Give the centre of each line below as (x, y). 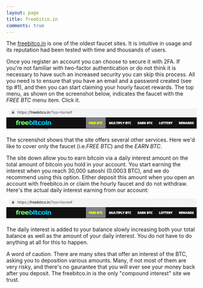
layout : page (23, 13)
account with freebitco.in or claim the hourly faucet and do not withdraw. (97, 183)
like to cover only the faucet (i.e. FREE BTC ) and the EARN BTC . (84, 146)
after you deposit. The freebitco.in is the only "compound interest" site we (98, 273)
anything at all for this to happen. (47, 243)
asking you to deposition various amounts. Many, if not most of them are (96, 261)
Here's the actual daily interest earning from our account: (78, 190)
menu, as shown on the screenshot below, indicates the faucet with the (95, 94)
